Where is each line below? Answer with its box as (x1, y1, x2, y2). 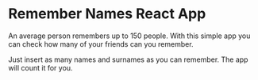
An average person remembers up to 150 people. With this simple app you (8, 31, 251, 40)
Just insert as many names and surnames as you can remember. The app (8, 55, 248, 64)
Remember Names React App (8, 5, 206, 23)
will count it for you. (8, 63, 73, 72)
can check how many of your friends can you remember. (8, 39, 194, 48)
